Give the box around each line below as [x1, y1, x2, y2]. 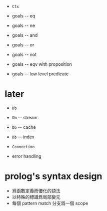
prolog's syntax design [4, 171, 102, 182]
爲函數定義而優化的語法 [11, 188, 60, 194]
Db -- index [11, 134, 34, 140]
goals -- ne [11, 22, 35, 28]
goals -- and [11, 32, 38, 38]
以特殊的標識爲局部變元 [11, 194, 60, 200]
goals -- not [11, 51, 37, 57]
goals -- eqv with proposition [11, 61, 72, 67]
